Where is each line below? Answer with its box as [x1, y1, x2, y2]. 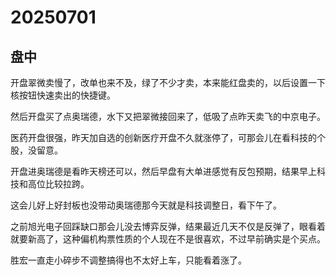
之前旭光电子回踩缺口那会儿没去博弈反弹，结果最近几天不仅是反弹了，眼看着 [10, 221, 326, 232]
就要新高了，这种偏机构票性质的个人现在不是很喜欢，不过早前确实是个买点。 [10, 233, 326, 245]
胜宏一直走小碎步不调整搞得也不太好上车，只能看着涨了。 [10, 254, 247, 266]
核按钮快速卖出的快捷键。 [10, 89, 116, 101]
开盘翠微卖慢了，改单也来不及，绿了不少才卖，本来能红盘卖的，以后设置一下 [10, 77, 326, 88]
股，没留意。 [10, 144, 63, 156]
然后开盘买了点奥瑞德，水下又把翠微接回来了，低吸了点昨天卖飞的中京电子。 [10, 111, 326, 122]
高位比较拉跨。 [27, 178, 90, 190]
